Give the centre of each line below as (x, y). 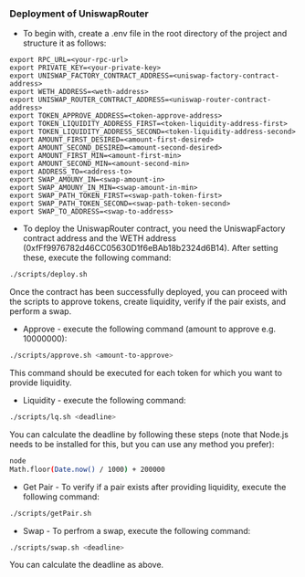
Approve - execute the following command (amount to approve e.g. (149, 329)
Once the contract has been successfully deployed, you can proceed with (148, 292)
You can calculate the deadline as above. (87, 565)
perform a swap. (41, 311)
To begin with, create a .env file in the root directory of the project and (155, 34)
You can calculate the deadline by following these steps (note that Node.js (149, 434)
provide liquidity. (41, 383)
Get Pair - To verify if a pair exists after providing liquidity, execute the (154, 487)
